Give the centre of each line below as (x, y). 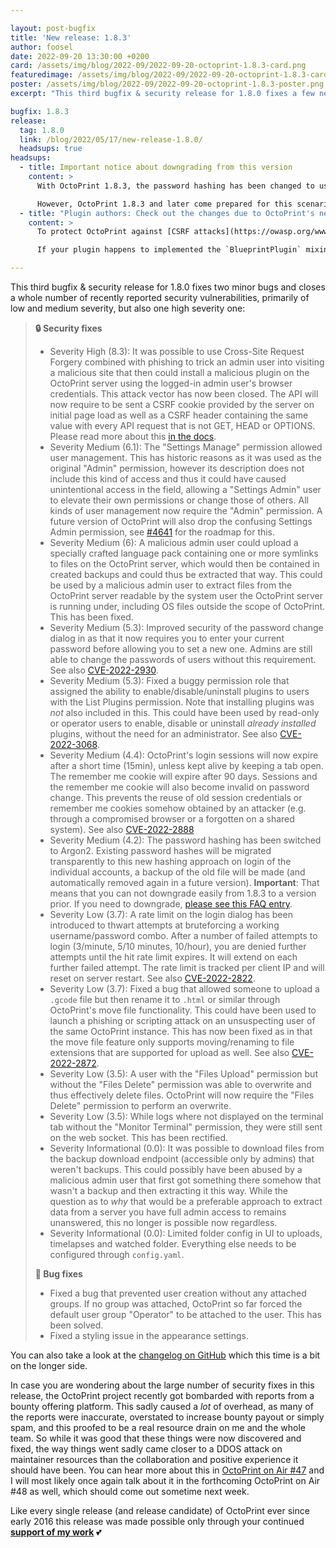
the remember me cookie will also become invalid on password (179, 787)
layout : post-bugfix (53, 28)
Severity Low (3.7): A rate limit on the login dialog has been (171, 914)
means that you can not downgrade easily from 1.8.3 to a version (183, 893)
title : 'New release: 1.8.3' (71, 37)
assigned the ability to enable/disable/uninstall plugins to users (179, 691)
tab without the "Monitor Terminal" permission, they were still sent (186, 1127)
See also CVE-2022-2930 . (104, 670)
